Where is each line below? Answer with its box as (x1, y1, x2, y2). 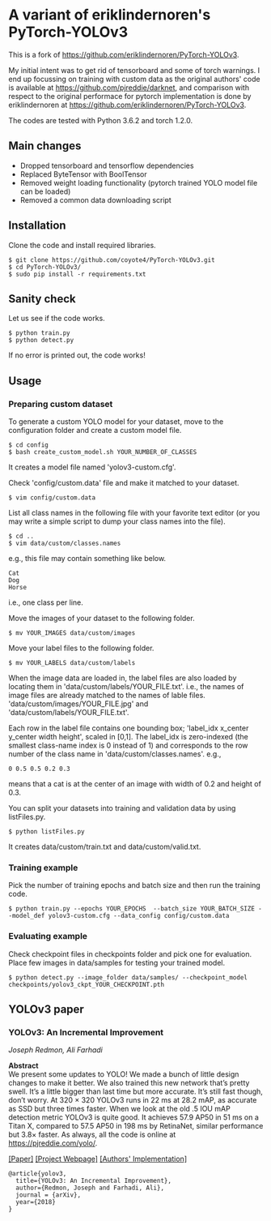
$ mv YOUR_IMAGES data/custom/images (8, 629, 136, 637)
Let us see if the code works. (8, 314, 105, 323)
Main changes (8, 139, 82, 153)
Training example (8, 862, 78, 873)
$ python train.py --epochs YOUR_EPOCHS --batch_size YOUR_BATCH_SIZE (8, 905, 255, 913)
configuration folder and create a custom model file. (8, 426, 182, 435)
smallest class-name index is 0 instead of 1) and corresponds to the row (8, 740, 248, 751)
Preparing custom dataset (8, 398, 113, 409)
